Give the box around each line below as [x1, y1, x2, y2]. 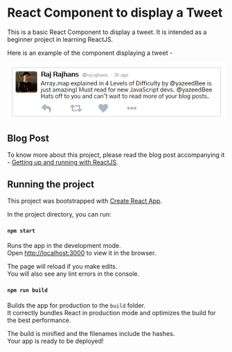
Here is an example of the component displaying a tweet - [7, 49, 173, 57]
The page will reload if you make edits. [7, 262, 118, 271]
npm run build [7, 287, 48, 294]
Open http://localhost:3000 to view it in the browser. [7, 249, 157, 258]
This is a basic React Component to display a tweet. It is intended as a [7, 28, 207, 36]
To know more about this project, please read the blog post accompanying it [7, 151, 225, 159]
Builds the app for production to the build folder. [7, 301, 146, 310]
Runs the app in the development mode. [7, 242, 121, 250]
